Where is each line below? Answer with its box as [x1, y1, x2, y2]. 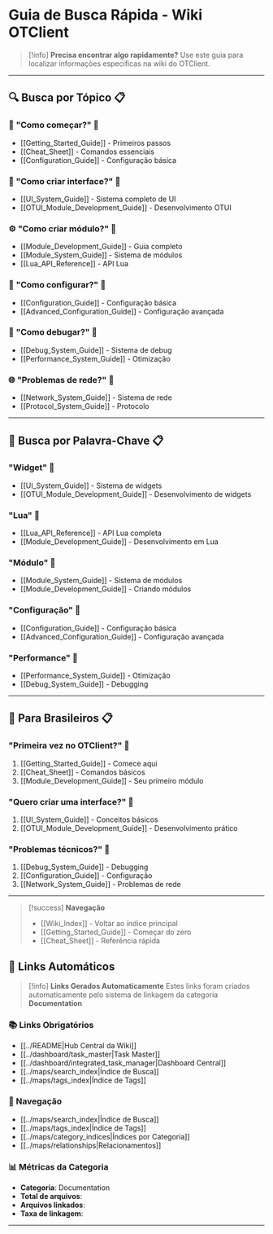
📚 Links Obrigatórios [8, 1020, 94, 1030]
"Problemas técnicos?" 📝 [8, 843, 110, 854]
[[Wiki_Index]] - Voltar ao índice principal [40, 919, 179, 929]
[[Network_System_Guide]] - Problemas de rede [19, 880, 181, 889]
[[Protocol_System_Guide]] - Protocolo [19, 402, 149, 411]
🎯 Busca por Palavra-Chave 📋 [8, 433, 164, 447]
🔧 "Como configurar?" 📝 [8, 279, 106, 291]
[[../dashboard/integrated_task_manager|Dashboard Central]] [19, 1058, 227, 1068]
